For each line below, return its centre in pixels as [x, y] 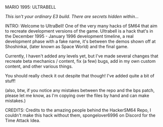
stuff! [10, 81]
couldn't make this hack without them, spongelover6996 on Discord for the [80, 115]
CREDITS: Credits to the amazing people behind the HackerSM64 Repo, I [78, 110]
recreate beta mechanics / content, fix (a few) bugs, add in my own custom [80, 61]
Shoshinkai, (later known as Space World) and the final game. [67, 46]
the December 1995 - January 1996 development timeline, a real [69, 36]
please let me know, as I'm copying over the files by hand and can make [77, 95]
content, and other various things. [39, 66]
